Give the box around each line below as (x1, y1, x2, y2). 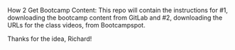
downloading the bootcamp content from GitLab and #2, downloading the (7, 13, 223, 22)
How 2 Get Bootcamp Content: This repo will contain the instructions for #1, (7, 6, 229, 14)
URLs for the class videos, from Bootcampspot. (7, 21, 146, 29)
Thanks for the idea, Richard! (7, 35, 92, 43)
